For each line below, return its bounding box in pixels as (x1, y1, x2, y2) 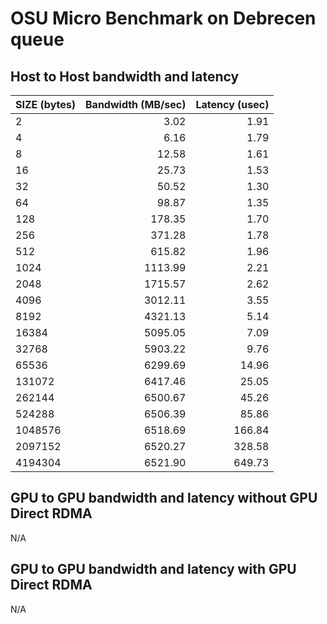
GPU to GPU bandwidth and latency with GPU (10, 561, 297, 578)
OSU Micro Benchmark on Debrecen (10, 7, 317, 30)
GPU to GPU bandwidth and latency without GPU (10, 490, 318, 507)
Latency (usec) (195, 98, 270, 111)
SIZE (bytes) (15, 98, 77, 111)
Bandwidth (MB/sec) (85, 98, 187, 111)
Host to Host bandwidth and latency (10, 68, 240, 85)
